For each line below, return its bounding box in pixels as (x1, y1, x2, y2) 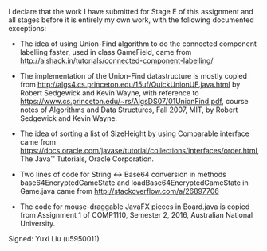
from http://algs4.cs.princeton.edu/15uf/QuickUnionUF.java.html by (19, 79, 241, 89)
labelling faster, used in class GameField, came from (19, 48, 192, 56)
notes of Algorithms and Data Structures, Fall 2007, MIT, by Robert (19, 105, 238, 114)
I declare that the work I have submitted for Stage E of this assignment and (8, 7, 253, 16)
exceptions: (8, 24, 46, 33)
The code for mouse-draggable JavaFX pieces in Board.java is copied (19, 202, 250, 211)
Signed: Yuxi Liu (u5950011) (8, 234, 100, 243)
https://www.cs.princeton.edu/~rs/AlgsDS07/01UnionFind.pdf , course (19, 97, 249, 106)
